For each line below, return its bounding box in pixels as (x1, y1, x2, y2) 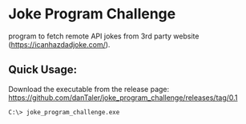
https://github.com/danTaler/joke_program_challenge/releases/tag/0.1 (8, 93, 238, 102)
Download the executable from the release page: (8, 84, 170, 94)
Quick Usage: (8, 63, 78, 77)
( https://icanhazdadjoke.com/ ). (8, 39, 111, 49)
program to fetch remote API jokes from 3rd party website (8, 31, 200, 41)
